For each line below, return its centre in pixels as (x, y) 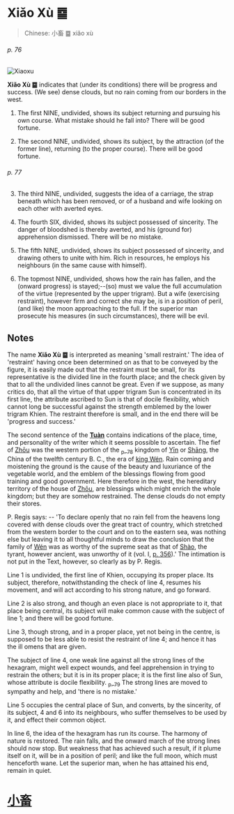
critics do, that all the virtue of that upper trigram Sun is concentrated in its (114, 392)
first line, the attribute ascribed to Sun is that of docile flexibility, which (108, 399)
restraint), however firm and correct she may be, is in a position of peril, (120, 301)
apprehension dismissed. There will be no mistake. (90, 237)
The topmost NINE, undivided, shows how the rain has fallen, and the (116, 279)
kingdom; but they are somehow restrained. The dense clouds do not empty (116, 496)
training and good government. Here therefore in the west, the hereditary (112, 481)
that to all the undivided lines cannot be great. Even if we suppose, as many (116, 385)
